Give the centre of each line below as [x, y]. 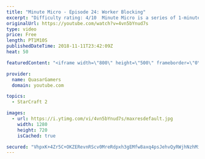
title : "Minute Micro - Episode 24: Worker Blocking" [76, 12]
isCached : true [37, 136]
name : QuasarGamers [37, 79]
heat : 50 [17, 52]
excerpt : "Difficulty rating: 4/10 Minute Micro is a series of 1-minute [103, 18]
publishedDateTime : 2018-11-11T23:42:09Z [60, 46]
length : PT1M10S [27, 40]
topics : [16, 96]
